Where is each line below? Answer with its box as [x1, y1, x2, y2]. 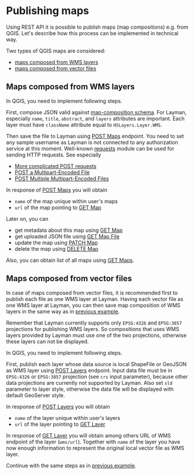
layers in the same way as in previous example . [6, 307, 120, 315]
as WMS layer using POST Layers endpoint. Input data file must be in [6, 367, 173, 374]
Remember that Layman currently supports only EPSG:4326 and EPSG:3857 [6, 319, 182, 326]
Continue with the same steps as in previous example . [6, 462, 137, 469]
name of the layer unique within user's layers [14, 414, 121, 421]
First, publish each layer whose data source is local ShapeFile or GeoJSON [6, 360, 187, 367]
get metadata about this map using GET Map [14, 227, 123, 234]
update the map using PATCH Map [14, 239, 98, 246]
